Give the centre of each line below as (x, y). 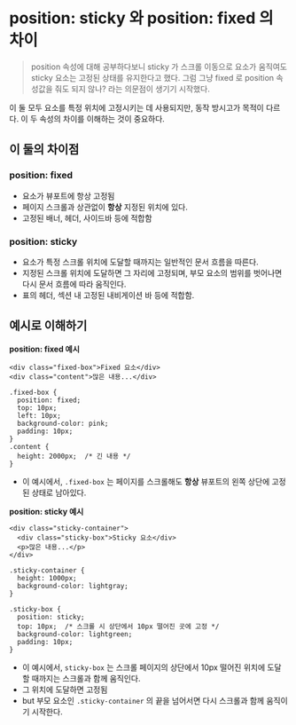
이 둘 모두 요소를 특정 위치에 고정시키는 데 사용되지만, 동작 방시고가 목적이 (136, 107)
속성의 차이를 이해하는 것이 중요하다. (102, 118)
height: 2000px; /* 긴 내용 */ (74, 456)
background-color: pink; (63, 423)
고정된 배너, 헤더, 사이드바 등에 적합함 (87, 217)
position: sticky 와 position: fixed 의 (141, 18)
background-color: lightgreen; (75, 634)
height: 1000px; (47, 578)
